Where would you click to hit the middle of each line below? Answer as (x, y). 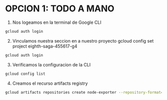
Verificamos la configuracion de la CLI (51, 64)
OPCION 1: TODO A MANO (60, 9)
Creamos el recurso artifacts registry (50, 83)
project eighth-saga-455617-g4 (45, 46)
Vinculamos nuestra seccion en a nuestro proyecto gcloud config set (83, 41)
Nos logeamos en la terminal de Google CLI (57, 22)
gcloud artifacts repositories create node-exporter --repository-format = (84, 92)
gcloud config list (25, 74)
